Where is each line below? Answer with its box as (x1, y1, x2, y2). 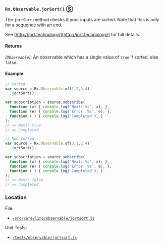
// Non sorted (5, 136, 35, 141)
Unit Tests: (5, 224, 27, 231)
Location (5, 194, 27, 201)
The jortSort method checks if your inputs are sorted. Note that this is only (5, 17, 160, 23)
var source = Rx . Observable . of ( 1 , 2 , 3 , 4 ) (5, 86, 90, 91)
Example (5, 70, 24, 77)
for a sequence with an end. (5, 22, 62, 28)
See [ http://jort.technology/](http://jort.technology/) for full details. (5, 32, 140, 38)
